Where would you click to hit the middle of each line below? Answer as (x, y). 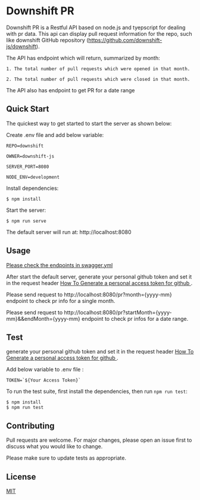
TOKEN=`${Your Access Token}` (44, 380)
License (21, 476)
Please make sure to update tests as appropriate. (66, 458)
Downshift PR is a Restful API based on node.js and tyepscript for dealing (96, 27)
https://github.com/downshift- (125, 40)
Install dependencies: (32, 188)
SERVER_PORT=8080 (28, 167)
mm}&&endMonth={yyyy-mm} (43, 318)
